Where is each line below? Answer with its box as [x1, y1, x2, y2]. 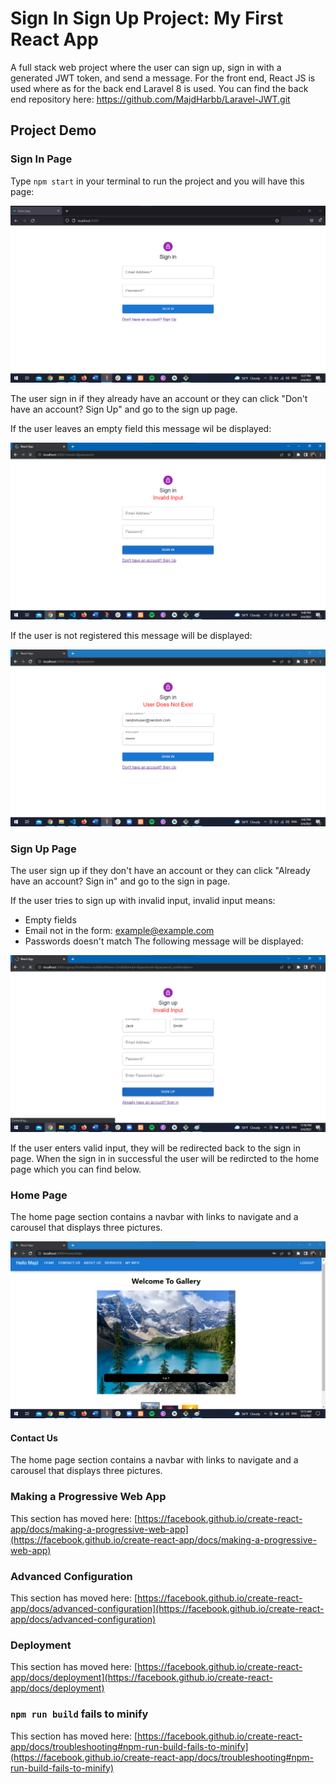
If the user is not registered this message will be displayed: [10, 629, 253, 641]
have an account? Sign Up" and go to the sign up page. [10, 403, 238, 415]
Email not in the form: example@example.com [24, 924, 215, 936]
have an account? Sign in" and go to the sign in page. [10, 875, 231, 887]
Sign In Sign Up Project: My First [10, 7, 284, 30]
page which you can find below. [10, 1163, 142, 1175]
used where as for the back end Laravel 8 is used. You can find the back [10, 82, 309, 94]
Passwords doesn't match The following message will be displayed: [24, 935, 304, 947]
